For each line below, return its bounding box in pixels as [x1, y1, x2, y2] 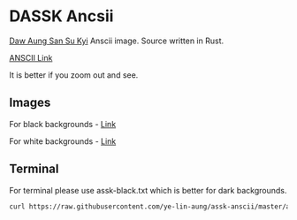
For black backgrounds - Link [9, 118, 117, 129]
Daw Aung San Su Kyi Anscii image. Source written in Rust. [9, 35, 225, 46]
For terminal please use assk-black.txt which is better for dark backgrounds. [9, 185, 287, 195]
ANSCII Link [9, 52, 53, 63]
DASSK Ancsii [9, 6, 114, 27]
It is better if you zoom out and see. [9, 69, 139, 80]
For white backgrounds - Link [9, 135, 117, 147]
